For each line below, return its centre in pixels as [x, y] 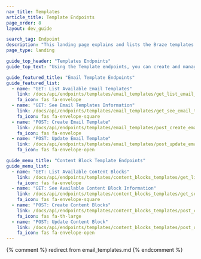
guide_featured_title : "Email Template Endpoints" [71, 77]
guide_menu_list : [28, 166]
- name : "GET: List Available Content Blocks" [71, 172]
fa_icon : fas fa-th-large [49, 216]
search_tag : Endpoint [33, 39]
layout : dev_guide [29, 28]
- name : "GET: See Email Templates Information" [73, 105]
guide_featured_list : [33, 83]
